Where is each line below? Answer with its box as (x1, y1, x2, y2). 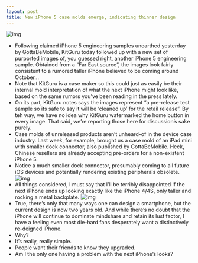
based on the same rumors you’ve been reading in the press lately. (14, 93, 178, 100)
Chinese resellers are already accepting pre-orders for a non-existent (14, 149, 184, 156)
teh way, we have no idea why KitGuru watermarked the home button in (14, 111, 189, 119)
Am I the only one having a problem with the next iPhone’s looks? (14, 250, 173, 257)
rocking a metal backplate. (14, 194, 80, 201)
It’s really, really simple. (14, 237, 72, 245)
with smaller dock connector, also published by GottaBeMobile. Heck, (14, 143, 184, 150)
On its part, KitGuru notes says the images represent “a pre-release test (14, 99, 190, 106)
